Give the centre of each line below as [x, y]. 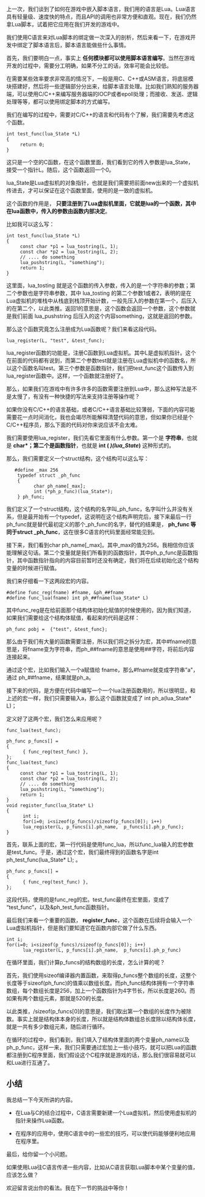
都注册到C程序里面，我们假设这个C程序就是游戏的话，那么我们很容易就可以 [101, 1055]
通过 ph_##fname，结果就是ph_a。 [50, 678]
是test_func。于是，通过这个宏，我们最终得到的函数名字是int [82, 852]
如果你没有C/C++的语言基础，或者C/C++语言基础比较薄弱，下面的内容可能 [101, 410]
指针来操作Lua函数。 [41, 1120]
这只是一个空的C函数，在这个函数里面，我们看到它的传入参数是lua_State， [100, 162]
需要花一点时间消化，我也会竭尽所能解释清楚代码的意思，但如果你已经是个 [100, 417]
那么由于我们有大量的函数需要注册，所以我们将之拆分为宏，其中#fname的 [99, 641]
